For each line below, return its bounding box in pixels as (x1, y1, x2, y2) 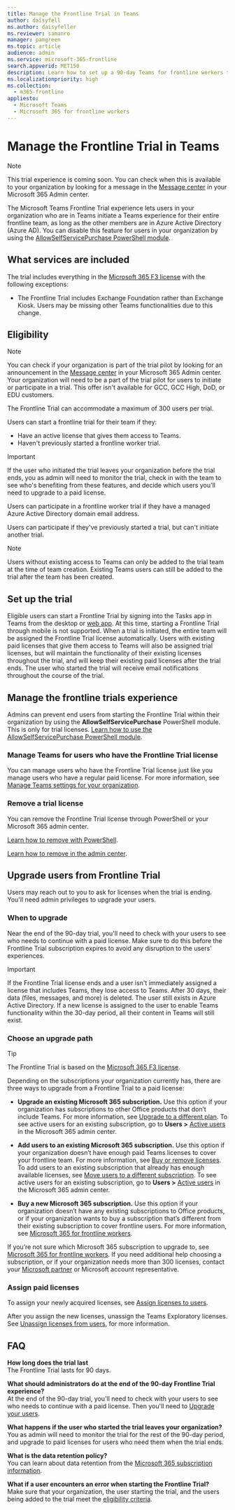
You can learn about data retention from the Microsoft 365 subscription (7, 1459, 213, 1467)
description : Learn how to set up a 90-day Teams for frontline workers (7, 69, 224, 76)
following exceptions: (7, 280, 69, 288)
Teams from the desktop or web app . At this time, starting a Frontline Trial (7, 619, 220, 628)
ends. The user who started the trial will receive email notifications (7, 664, 199, 672)
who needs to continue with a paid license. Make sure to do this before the (7, 936, 222, 944)
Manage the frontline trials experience (7, 692, 178, 704)
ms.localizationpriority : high (7, 75, 99, 83)
